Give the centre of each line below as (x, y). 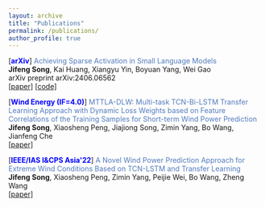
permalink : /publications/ (54, 30)
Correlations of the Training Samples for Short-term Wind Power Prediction (133, 119)
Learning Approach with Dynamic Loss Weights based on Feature (117, 111)
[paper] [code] (33, 87)
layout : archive (35, 16)
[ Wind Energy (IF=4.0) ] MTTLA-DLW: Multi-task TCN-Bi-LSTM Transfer (128, 102)
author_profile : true (45, 38)
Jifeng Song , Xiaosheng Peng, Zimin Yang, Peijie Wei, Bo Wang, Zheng (126, 177)
